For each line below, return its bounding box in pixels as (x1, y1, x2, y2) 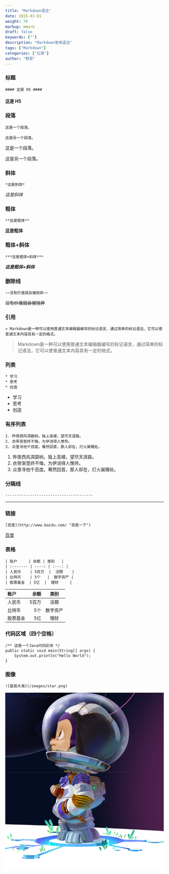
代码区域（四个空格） (5, 630, 57, 637)
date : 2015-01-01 (5, 13, 42, 19)
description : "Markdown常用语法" (5, 40, 72, 45)
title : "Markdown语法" (5, 8, 51, 13)
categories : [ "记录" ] (5, 50, 49, 56)
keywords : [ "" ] (5, 35, 37, 40)
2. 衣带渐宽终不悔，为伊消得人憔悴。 (5, 439, 72, 444)
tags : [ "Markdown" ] (5, 45, 46, 50)
